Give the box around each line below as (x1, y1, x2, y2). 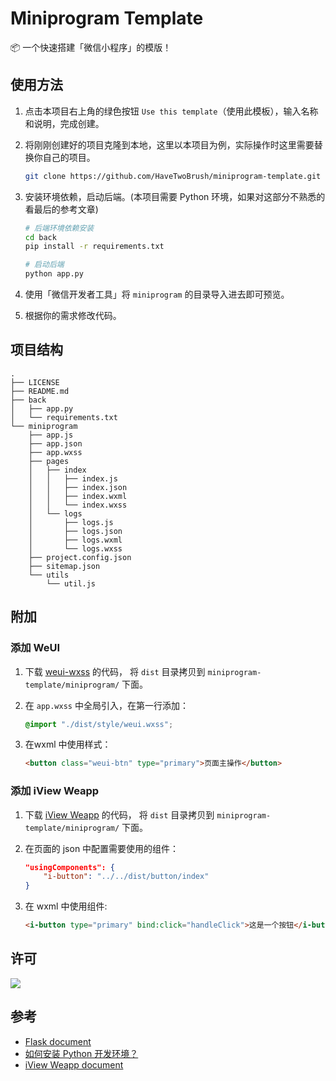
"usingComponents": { (24, 862, 115, 872)
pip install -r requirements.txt (24, 242, 165, 252)
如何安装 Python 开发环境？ (24, 1047, 139, 1059)
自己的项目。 (42, 151, 96, 163)
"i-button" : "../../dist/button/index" (43, 872, 210, 882)
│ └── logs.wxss (28, 543, 123, 554)
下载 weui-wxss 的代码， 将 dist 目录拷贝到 (24, 665, 206, 677)
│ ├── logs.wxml (28, 535, 123, 545)
